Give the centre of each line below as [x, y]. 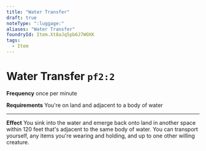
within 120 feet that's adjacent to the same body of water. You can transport [102, 129]
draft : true [21, 18]
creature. [18, 142]
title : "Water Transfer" [38, 12]
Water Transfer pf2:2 [61, 76]
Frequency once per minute [42, 93]
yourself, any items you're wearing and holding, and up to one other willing [101, 136]
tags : [13, 40]
